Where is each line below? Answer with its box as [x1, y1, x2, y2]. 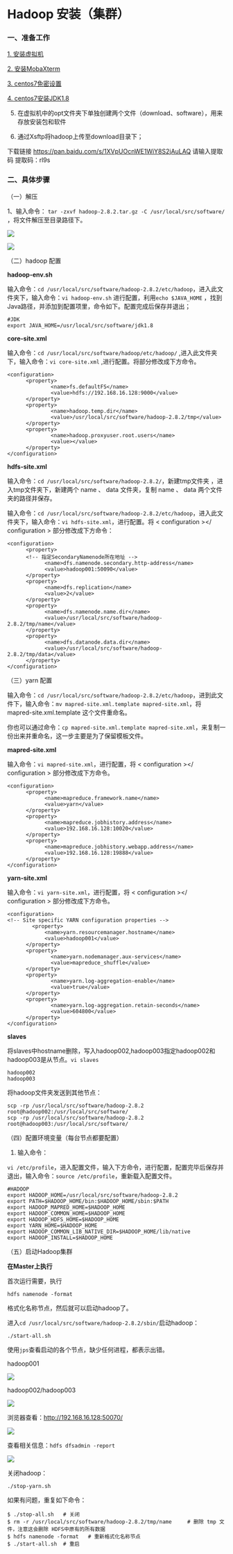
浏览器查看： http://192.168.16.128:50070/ [7, 1413, 123, 1421]
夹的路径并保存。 [7, 494, 56, 502]
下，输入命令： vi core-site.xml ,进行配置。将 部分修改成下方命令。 [7, 357, 200, 366]
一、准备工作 [7, 33, 51, 42]
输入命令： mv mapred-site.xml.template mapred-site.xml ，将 [25, 699, 202, 708]
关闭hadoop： [7, 1469, 48, 1477]
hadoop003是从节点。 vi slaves [7, 1055, 99, 1063]
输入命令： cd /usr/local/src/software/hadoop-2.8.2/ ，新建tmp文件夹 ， [7, 477, 217, 485]
